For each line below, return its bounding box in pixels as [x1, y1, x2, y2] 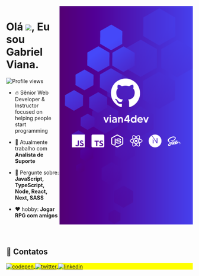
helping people [14, 114, 52, 121]
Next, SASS [14, 194, 44, 201]
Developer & [14, 95, 46, 102]
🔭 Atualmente [14, 139, 48, 146]
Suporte [14, 157, 36, 165]
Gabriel [6, 46, 43, 59]
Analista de [14, 151, 44, 158]
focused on [14, 108, 43, 115]
